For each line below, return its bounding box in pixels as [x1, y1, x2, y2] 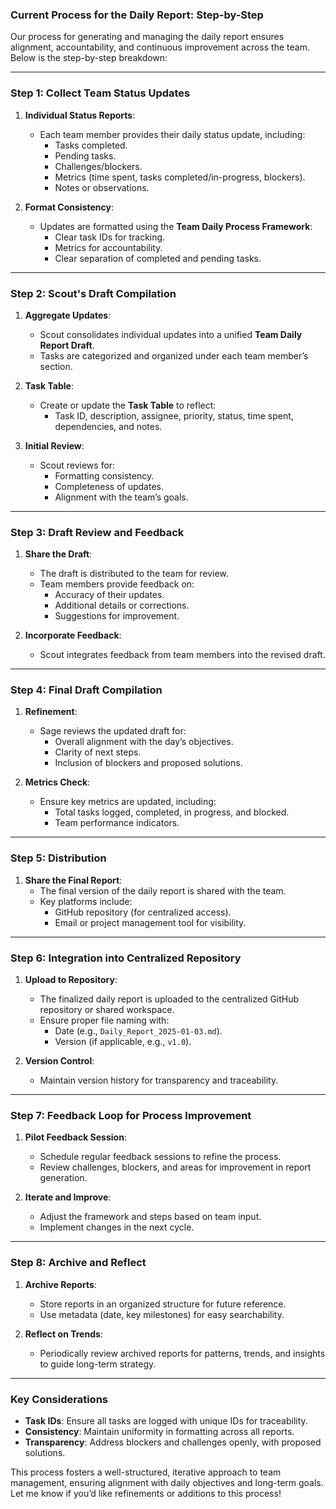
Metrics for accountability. [54, 241, 163, 253]
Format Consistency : [24, 201, 114, 213]
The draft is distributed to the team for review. [39, 568, 229, 580]
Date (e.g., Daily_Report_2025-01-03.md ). [54, 1025, 223, 1037]
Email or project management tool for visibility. [54, 916, 247, 928]
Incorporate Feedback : [24, 629, 122, 642]
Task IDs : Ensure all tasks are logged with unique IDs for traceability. [24, 1414, 308, 1427]
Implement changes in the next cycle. [39, 1221, 195, 1233]
